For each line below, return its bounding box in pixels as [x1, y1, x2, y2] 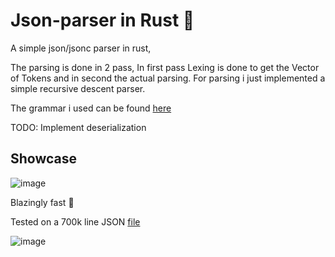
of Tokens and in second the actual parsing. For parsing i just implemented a [10, 72, 326, 84]
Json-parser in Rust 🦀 [10, 9, 195, 32]
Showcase [10, 150, 78, 168]
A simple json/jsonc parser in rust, [10, 42, 152, 54]
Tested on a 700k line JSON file [10, 215, 141, 228]
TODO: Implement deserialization [10, 121, 147, 133]
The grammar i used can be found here [10, 102, 172, 114]
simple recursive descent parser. [10, 82, 146, 94]
